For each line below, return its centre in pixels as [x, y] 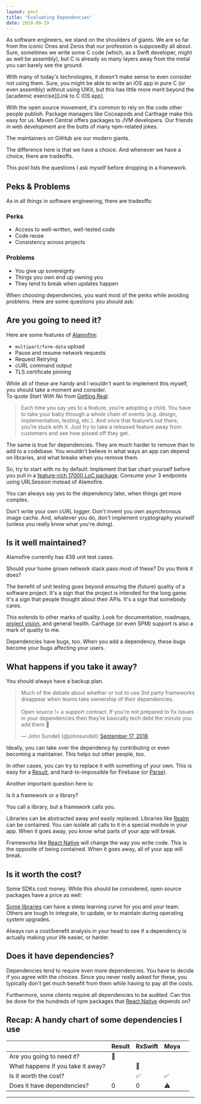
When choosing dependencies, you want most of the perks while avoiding [98, 295]
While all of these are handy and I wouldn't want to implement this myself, [97, 383]
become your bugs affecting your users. [56, 648]
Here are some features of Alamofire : [52, 334]
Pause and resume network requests [60, 352]
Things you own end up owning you [59, 277]
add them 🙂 [35, 725]
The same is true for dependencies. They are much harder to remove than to [100, 445]
